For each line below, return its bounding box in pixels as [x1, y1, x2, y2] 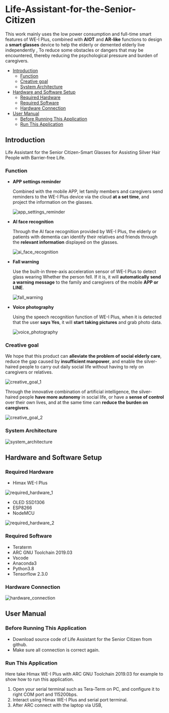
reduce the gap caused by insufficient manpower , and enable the [5, 358, 143, 364]
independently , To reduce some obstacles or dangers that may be [5, 47, 144, 53]
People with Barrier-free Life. [5, 154, 66, 160]
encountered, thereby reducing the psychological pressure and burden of [5, 52, 158, 59]
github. [12, 641, 28, 647]
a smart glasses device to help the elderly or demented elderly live [5, 41, 145, 47]
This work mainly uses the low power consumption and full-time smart [5, 31, 152, 37]
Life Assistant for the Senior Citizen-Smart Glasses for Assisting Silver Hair [5, 149, 160, 155]
